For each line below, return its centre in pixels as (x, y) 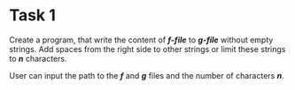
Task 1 (32, 15)
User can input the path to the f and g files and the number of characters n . (147, 75)
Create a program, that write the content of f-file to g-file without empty (141, 40)
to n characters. (39, 58)
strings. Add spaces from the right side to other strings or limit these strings (147, 49)
